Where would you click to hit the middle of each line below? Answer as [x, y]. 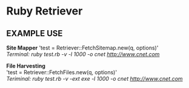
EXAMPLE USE [35, 33]
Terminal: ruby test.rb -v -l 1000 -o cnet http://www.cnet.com [83, 54]
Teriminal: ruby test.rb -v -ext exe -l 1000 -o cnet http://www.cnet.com [94, 79]
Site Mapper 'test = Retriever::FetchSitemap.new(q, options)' [82, 48]
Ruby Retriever [45, 11]
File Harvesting [26, 66]
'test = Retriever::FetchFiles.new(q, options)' [61, 72]
